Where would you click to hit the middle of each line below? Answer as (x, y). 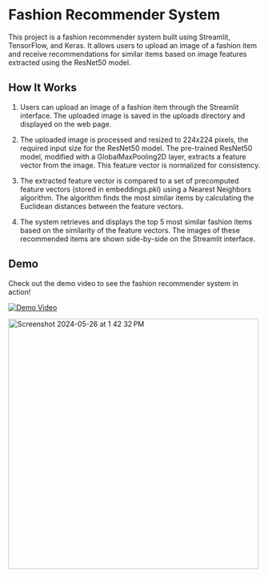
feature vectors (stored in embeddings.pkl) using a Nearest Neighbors (136, 189)
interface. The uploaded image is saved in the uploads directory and (132, 115)
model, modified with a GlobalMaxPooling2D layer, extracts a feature (133, 156)
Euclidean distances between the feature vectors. (102, 206)
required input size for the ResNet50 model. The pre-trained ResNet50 (136, 148)
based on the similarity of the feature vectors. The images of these (130, 230)
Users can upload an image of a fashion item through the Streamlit (129, 107)
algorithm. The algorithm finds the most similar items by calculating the (137, 197)
